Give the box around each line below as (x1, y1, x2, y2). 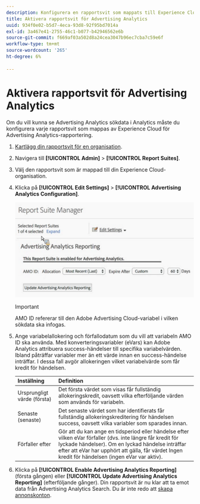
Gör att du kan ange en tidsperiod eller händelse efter (58, 428, 189, 435)
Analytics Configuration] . (14, 190, 79, 197)
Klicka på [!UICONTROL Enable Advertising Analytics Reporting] (14, 466, 177, 474)
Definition (58, 377, 83, 384)
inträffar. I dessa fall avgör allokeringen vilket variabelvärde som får (14, 357, 180, 365)
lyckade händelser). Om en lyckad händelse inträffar (58, 440, 186, 447)
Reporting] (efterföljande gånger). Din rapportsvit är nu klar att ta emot (14, 479, 189, 486)
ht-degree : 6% (6, 54, 42, 60)
